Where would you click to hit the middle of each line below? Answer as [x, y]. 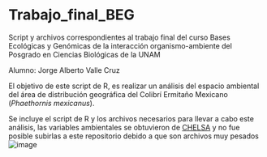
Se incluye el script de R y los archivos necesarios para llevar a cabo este [131, 118]
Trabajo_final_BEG [72, 15]
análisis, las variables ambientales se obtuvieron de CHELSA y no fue [124, 127]
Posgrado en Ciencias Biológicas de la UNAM [84, 54]
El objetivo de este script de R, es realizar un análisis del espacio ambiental [134, 86]
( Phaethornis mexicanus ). [52, 103]
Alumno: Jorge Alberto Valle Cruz [64, 70]
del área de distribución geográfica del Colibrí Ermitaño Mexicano [118, 94]
